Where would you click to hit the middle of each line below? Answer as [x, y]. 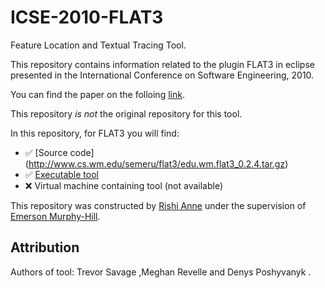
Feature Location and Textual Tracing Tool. [98, 45]
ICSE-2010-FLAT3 [87, 17]
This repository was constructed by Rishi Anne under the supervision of [158, 205]
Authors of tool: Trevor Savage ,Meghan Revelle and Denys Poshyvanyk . [161, 272]
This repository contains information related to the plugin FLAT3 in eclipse [162, 64]
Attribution [45, 247]
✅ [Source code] [59, 152]
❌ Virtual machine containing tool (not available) [124, 185]
